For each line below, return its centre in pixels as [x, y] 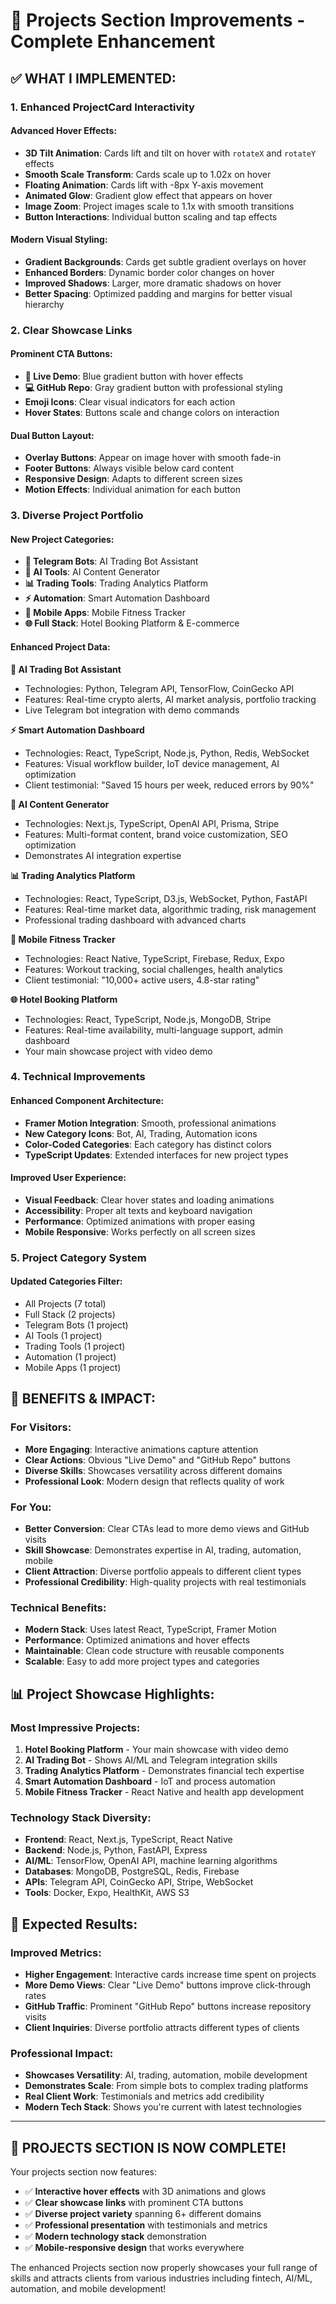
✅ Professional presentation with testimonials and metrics [146, 2225]
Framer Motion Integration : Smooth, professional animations [150, 1123]
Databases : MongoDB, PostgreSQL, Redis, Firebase [132, 1871]
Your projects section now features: [83, 2172]
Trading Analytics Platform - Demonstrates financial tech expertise [164, 1770]
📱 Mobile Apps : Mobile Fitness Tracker [105, 613]
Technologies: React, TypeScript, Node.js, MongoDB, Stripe [148, 1019]
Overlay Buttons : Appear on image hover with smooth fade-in [153, 458]
